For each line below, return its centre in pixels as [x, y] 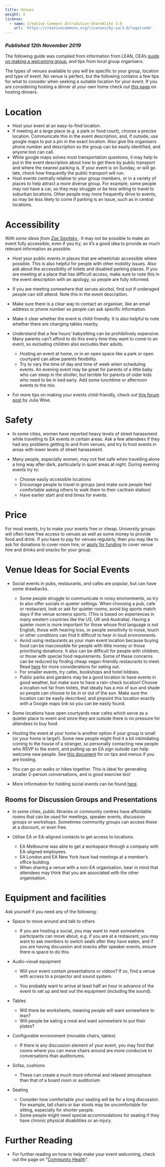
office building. [35, 862]
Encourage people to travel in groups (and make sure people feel [85, 485]
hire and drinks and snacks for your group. [49, 550]
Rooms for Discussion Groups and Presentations [81, 800]
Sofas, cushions [29, 1065]
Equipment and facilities [56, 898]
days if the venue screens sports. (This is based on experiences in [87, 614]
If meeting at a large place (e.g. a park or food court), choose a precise [84, 131]
